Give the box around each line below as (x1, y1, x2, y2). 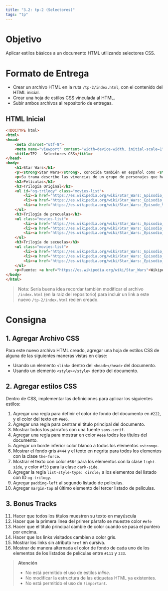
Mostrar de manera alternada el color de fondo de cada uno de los (12, 544, 150, 551)
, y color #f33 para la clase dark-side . (22, 464, 99, 470)
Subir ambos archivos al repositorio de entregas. (12, 100, 113, 106)
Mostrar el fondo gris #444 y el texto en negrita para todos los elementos (12, 448, 162, 454)
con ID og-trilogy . (12, 474, 51, 480)
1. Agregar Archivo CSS (5, 334, 80, 343)
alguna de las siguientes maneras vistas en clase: (5, 353, 108, 359)
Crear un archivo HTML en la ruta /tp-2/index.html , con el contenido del (12, 84, 163, 90)
